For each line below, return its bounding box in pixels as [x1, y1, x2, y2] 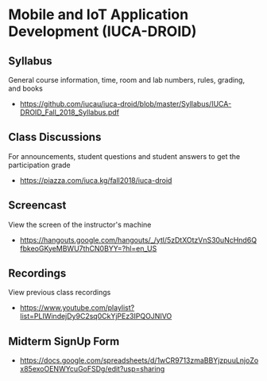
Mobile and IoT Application [8, 6, 189, 24]
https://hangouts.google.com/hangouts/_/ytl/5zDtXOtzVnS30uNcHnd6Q [19, 235, 257, 244]
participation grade [8, 160, 72, 169]
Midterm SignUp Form [8, 334, 120, 348]
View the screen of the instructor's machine [8, 220, 152, 229]
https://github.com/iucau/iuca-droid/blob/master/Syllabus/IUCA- [19, 99, 232, 108]
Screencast [8, 199, 67, 212]
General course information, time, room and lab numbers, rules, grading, [8, 76, 245, 84]
